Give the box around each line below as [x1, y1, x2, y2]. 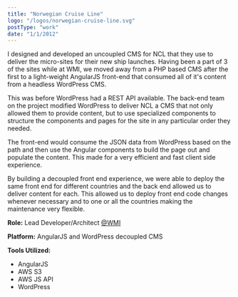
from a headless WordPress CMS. [7, 80, 107, 89]
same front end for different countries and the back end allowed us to [7, 182, 212, 191]
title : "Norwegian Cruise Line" [7, 10, 103, 18]
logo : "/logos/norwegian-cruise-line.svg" [7, 17, 135, 24]
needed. [7, 124, 32, 132]
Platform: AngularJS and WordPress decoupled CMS [7, 232, 163, 241]
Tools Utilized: [7, 246, 51, 255]
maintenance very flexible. [7, 204, 86, 214]
